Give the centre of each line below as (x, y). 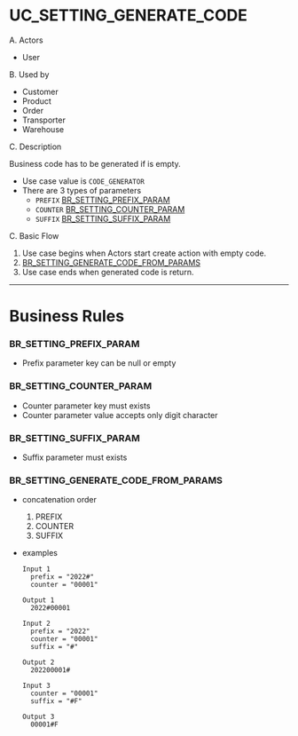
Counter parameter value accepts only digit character (120, 415)
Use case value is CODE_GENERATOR (83, 181)
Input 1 (36, 569)
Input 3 (36, 686)
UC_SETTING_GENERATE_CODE (129, 16)
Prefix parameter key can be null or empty (99, 363)
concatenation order (59, 500)
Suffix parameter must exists (74, 457)
